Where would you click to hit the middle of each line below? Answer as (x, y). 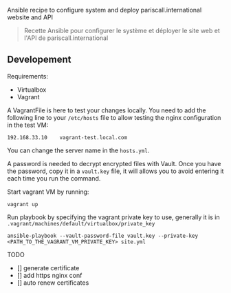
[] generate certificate (48, 267)
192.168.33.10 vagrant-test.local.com (67, 137)
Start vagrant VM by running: (48, 192)
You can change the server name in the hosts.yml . (78, 150)
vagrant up (23, 204)
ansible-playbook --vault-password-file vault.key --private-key (102, 236)
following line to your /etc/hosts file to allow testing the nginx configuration (114, 117)
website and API (30, 17)
